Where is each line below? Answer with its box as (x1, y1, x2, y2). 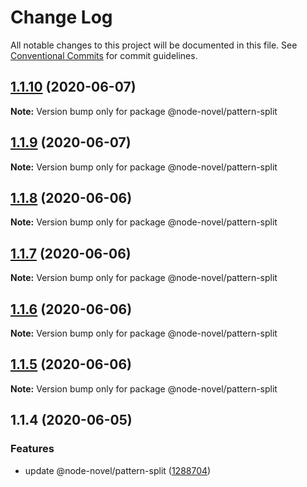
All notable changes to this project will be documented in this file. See (10, 39, 298, 51)
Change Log (10, 6, 113, 29)
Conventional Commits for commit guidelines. (10, 49, 198, 61)
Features (10, 442, 55, 456)
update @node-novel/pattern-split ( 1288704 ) (24, 464, 212, 476)
